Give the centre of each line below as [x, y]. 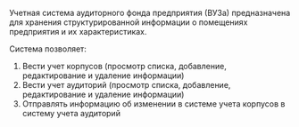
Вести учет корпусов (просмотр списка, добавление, [125, 66]
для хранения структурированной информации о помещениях [129, 22]
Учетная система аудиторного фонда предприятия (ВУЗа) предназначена [150, 13]
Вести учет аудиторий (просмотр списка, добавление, [126, 85]
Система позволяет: [48, 49]
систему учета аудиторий [71, 113]
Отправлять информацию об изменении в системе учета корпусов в [154, 104]
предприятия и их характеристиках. [78, 32]
